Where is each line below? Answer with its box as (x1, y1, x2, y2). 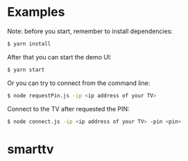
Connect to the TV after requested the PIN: (7, 104, 130, 113)
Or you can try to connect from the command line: (7, 79, 151, 87)
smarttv (7, 141, 54, 157)
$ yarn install (7, 40, 51, 47)
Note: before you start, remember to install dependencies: (7, 27, 173, 35)
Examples (7, 4, 65, 20)
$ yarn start (7, 66, 45, 73)
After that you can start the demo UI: (7, 53, 112, 61)
